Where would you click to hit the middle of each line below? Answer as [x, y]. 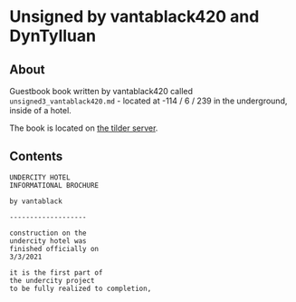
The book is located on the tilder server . [84, 128]
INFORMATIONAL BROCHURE [54, 185]
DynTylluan [53, 36]
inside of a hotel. [41, 110]
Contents [36, 156]
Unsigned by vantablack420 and [134, 17]
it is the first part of [56, 273]
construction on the [48, 233]
